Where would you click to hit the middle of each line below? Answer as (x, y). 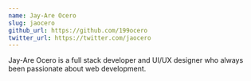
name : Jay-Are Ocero (43, 15)
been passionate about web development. (77, 69)
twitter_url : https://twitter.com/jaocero (80, 38)
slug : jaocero (32, 23)
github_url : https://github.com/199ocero (78, 30)
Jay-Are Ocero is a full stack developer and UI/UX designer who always (126, 60)
